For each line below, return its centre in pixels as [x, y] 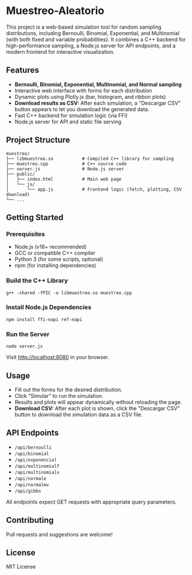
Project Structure [38, 140]
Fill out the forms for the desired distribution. [68, 390]
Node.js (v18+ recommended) [50, 247]
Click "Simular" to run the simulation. [59, 395]
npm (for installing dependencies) [55, 266]
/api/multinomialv [37, 472]
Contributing [30, 520]
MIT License [21, 567]
